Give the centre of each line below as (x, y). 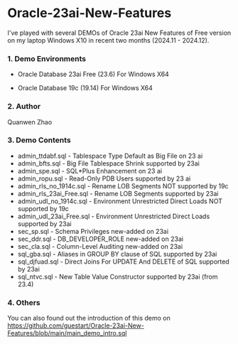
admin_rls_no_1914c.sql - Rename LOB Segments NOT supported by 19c (123, 186)
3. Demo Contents (39, 140)
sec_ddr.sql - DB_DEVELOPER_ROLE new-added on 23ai (100, 239)
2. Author (24, 107)
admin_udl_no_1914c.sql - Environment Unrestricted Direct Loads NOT (120, 201)
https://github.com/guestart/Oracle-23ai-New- (76, 326)
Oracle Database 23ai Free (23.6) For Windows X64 (93, 74)
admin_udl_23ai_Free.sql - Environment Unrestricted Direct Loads (114, 216)
